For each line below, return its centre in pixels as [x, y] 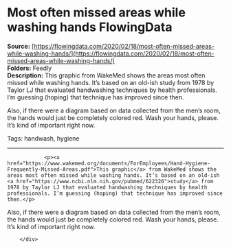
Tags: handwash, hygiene [43, 138]
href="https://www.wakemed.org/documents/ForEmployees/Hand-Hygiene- [109, 163]
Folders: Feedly [30, 68]
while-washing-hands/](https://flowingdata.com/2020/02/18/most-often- [111, 54]
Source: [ [21, 46]
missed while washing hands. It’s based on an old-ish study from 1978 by [111, 82]
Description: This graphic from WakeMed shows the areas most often [106, 75]
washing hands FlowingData [90, 27]
